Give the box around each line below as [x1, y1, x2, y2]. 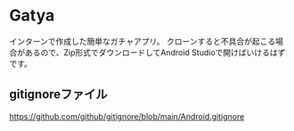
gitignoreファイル [9, 86, 109, 102]
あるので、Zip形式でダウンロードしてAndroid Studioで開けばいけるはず [24, 46, 286, 58]
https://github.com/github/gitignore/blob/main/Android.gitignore [9, 111, 245, 121]
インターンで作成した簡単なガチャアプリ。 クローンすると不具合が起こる [9, 36, 276, 46]
